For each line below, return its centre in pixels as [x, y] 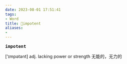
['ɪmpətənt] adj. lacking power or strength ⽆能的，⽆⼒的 [64, 56]
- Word [12, 19]
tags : [11, 14]
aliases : [14, 28]
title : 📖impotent [23, 23]
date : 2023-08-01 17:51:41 [33, 10]
